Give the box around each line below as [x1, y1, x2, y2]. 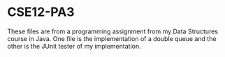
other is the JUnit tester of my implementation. [7, 42, 141, 50]
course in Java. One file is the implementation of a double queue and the [7, 34, 217, 42]
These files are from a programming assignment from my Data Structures [7, 27, 219, 35]
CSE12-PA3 [7, 4, 75, 20]
